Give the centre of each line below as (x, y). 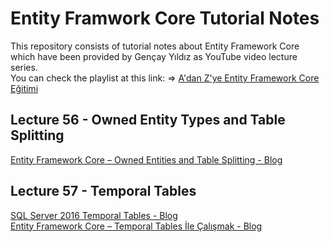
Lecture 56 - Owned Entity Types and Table (148, 120)
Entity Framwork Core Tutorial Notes (165, 18)
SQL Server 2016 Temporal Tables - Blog (94, 215)
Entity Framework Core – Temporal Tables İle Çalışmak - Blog (136, 226)
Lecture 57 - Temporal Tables (103, 191)
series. (24, 67)
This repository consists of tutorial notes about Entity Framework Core (155, 46)
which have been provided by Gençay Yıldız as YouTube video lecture (154, 56)
